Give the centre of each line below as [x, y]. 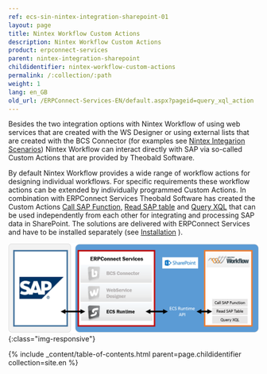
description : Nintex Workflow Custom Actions [85, 42]
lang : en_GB [28, 92]
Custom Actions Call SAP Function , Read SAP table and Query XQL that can [132, 207]
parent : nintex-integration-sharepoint [74, 59]
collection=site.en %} [43, 362]
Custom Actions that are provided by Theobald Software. [101, 158]
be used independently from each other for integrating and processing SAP [132, 215]
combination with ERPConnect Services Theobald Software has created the [132, 199]
